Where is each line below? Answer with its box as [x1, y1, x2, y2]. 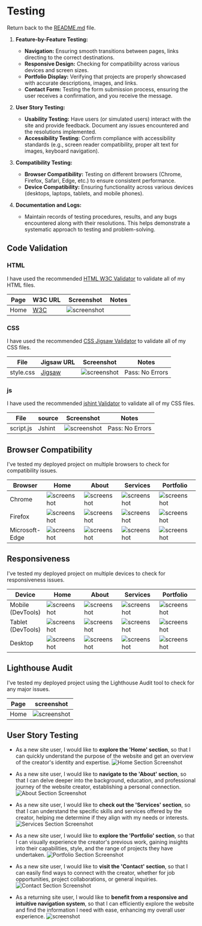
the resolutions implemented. [24, 128, 97, 135]
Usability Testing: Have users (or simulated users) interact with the [24, 115, 191, 123]
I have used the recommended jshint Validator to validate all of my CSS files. [7, 400, 195, 407]
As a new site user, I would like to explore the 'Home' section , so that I [15, 746, 191, 754]
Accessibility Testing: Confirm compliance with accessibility [24, 134, 176, 142]
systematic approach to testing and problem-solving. [24, 225, 155, 233]
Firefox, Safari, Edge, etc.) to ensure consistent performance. [24, 177, 176, 184]
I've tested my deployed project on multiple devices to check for [7, 570, 166, 577]
